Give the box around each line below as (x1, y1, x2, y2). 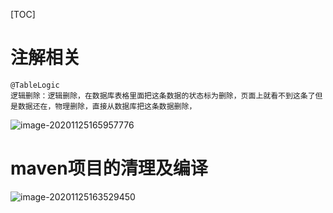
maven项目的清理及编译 (10, 157, 208, 180)
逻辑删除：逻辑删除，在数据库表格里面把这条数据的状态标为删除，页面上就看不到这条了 (10, 90, 316, 101)
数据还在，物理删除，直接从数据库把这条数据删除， (17, 101, 197, 111)
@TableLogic (10, 80, 60, 90)
